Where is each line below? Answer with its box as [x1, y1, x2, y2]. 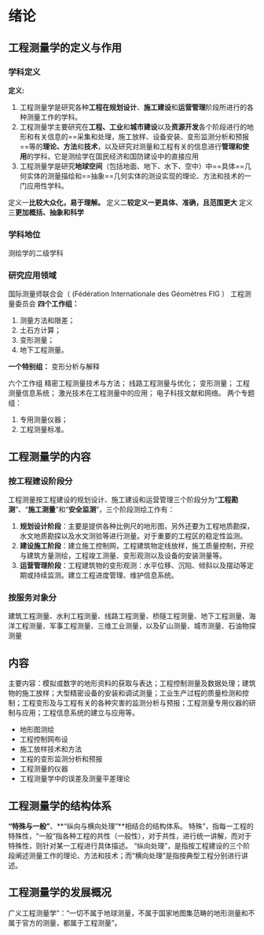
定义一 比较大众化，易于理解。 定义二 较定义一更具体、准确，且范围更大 [8, 197, 237, 207]
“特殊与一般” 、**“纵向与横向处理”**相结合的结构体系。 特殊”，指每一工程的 [8, 822, 254, 831]
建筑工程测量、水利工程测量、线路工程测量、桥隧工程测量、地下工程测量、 [8, 611, 249, 621]
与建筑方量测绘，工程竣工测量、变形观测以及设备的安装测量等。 [19, 551, 226, 560]
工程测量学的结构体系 [8, 799, 112, 812]
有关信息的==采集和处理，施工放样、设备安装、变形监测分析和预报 [33, 131, 250, 141]
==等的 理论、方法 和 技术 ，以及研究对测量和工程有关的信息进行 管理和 [19, 141, 243, 151]
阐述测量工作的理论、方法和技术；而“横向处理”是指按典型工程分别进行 [14, 851, 242, 860]
